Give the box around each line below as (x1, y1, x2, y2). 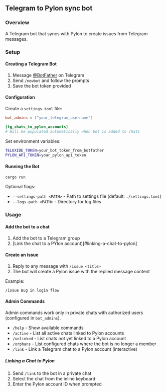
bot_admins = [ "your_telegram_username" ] (5, 115, 93, 120)
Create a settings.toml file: (5, 106, 62, 112)
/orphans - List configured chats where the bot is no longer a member (12, 341, 156, 347)
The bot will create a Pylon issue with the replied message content (12, 268, 150, 274)
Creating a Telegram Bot (5, 61, 57, 67)
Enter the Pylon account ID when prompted (12, 381, 102, 387)
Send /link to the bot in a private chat (12, 370, 92, 376)
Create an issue (5, 252, 39, 258)
